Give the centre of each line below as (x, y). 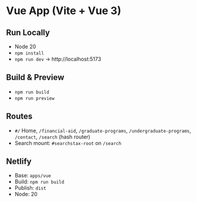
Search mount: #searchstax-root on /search (68, 143)
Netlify (19, 162)
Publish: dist (30, 188)
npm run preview (34, 98)
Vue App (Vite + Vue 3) (64, 11)
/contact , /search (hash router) (52, 137)
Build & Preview (35, 78)
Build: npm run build (39, 182)
